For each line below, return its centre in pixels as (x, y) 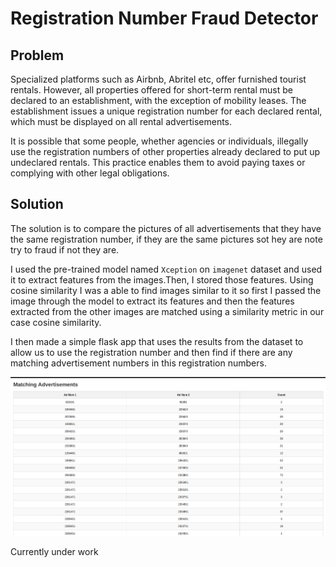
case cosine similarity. (56, 322)
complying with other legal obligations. (90, 173)
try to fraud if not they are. (65, 249)
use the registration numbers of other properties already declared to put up (165, 151)
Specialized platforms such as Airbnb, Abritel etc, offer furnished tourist (158, 79)
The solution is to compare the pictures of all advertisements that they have (166, 228)
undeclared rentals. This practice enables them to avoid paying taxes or (158, 162)
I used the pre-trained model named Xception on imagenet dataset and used (166, 269)
